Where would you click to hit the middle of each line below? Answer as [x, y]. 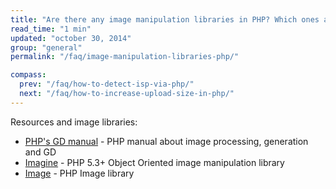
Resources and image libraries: [74, 122]
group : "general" [46, 47]
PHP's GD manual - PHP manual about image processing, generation [166, 141]
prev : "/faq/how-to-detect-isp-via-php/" [107, 84]
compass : [28, 75]
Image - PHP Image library [79, 173]
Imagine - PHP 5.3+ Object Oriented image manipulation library [154, 162]
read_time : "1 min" [51, 29]
